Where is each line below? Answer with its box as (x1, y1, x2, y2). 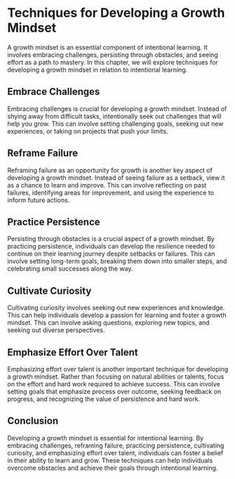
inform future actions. (7, 195, 70, 204)
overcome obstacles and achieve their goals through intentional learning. (7, 464, 218, 472)
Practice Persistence (7, 216, 100, 228)
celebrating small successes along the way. (7, 265, 133, 273)
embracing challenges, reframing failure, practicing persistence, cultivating (7, 441, 224, 450)
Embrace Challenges (7, 86, 100, 98)
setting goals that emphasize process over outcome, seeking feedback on (7, 388, 222, 395)
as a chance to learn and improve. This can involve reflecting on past (7, 181, 207, 189)
